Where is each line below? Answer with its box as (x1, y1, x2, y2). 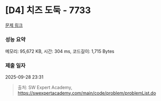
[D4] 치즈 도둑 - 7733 (5, 5, 91, 16)
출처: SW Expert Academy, (17, 84, 72, 90)
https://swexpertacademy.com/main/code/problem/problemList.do (17, 90, 156, 96)
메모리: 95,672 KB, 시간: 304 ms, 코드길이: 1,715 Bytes (5, 48, 115, 54)
